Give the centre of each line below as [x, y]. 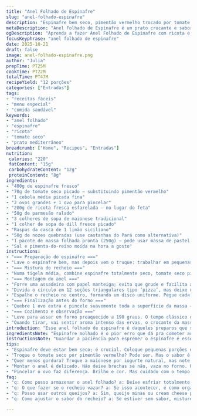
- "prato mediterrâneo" [35, 142]
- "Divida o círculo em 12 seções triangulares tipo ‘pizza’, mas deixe [97, 290]
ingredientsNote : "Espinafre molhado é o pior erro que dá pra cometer [95, 333]
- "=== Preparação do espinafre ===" [52, 257]
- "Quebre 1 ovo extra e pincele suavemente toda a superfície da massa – [99, 306]
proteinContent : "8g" [35, 175]
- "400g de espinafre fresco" [43, 186]
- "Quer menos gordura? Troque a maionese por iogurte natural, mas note [98, 361]
